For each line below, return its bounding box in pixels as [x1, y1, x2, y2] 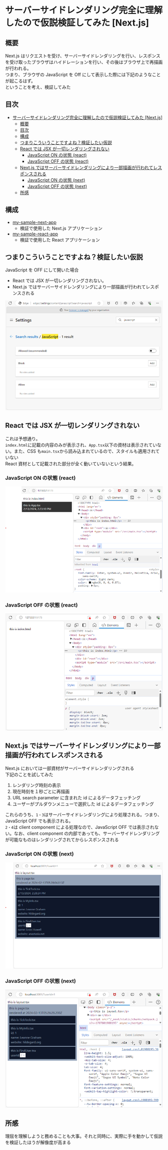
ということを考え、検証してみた [5, 84, 71, 90]
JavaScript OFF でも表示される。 [5, 817, 73, 824]
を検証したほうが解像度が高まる [5, 1139, 71, 1145]
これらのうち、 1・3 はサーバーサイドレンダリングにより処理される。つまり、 [5, 811, 162, 817]
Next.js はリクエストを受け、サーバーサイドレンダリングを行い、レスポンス [5, 53, 161, 59]
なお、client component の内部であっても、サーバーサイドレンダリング [13, 830, 160, 836]
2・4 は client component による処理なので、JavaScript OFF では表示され [5, 824, 155, 830]
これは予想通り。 [5, 435, 40, 441]
